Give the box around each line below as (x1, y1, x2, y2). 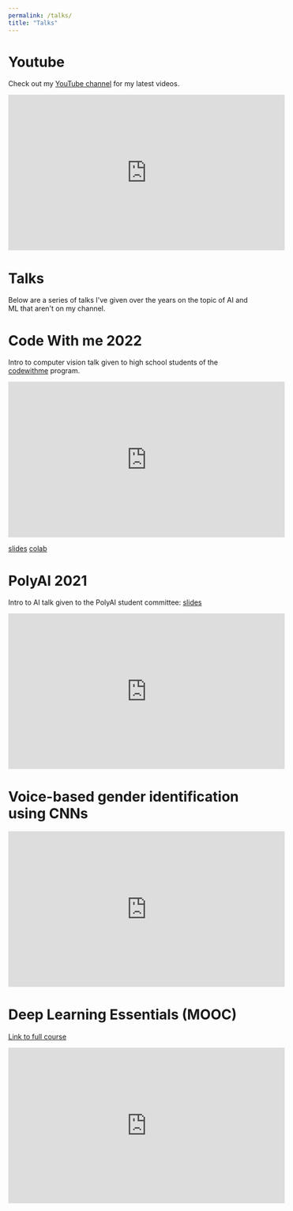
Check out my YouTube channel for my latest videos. (8, 79, 180, 89)
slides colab (8, 544, 47, 553)
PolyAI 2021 (8, 572, 88, 590)
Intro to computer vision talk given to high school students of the (8, 357, 219, 368)
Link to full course (8, 1032, 67, 1042)
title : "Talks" (8, 19, 58, 27)
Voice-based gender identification (8, 788, 239, 806)
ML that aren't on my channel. (8, 304, 106, 313)
